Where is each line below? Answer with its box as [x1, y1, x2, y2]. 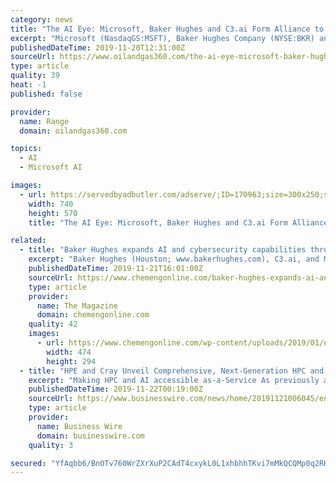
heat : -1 [10, 80, 47, 90]
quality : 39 [10, 71, 60, 81]
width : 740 [28, 199, 74, 209]
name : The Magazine [36, 301, 118, 311]
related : [10, 236, 47, 246]
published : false [10, 89, 83, 99]
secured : [10, 458, 47, 468]
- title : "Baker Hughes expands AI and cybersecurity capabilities [19, 245, 307, 255]
